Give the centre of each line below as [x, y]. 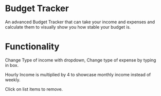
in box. [12, 65]
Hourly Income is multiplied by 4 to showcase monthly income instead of [78, 74]
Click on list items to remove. [34, 89]
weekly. [13, 80]
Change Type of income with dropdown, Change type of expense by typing [81, 60]
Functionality [32, 47]
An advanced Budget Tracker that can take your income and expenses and [80, 22]
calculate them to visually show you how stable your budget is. [68, 27]
